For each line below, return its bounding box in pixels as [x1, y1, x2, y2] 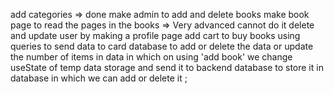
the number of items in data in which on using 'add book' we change [10, 51, 293, 63]
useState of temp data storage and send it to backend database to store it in [10, 62, 324, 73]
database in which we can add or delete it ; [10, 72, 188, 84]
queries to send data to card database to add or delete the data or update [10, 40, 314, 52]
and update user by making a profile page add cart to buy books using [10, 30, 301, 41]
